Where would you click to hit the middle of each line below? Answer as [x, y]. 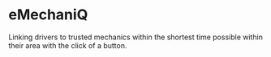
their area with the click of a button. [68, 45]
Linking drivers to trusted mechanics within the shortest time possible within [136, 37]
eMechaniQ [48, 15]
